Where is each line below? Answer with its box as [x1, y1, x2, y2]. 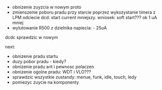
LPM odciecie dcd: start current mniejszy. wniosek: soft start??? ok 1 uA [12, 15, 158, 20]
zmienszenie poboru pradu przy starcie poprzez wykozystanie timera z [12, 9, 156, 15]
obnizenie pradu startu [12, 53, 58, 59]
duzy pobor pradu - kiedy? [12, 59, 67, 64]
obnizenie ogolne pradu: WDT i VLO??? [12, 69, 92, 75]
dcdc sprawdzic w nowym [5, 34, 58, 40]
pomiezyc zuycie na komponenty [12, 79, 79, 85]
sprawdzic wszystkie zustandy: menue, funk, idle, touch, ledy [12, 74, 137, 80]
